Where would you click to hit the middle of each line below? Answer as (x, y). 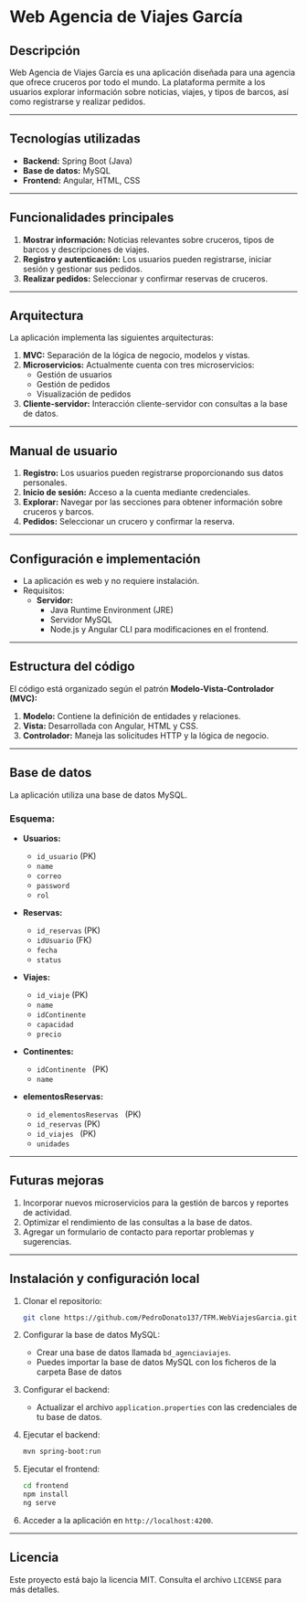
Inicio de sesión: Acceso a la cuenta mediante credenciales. (137, 493)
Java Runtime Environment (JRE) (111, 610)
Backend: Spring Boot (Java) (77, 161)
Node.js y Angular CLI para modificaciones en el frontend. (159, 630)
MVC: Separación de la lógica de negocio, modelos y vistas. (136, 355)
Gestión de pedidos (73, 385)
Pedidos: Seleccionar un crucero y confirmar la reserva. (128, 522)
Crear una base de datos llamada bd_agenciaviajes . (133, 1353)
